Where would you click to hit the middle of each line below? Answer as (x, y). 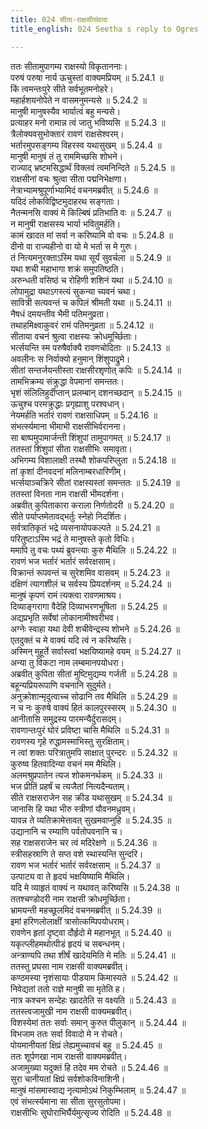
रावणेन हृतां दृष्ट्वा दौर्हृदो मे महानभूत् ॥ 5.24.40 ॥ (91, 932)
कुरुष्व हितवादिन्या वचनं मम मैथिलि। (66, 763)
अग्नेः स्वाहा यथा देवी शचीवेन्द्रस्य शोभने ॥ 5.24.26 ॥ (95, 628)
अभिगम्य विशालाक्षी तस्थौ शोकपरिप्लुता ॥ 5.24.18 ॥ (93, 460)
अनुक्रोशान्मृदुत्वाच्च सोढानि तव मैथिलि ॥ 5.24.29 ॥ (93, 696)
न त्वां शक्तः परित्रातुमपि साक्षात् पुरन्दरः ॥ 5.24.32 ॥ (94, 752)
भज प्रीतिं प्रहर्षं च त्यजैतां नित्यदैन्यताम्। (70, 786)
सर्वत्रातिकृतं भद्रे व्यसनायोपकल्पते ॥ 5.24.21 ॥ (85, 527)
